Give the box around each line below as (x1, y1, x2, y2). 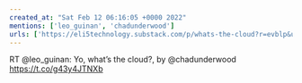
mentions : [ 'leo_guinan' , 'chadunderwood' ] (9, 21, 175, 30)
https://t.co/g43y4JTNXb (9, 63, 103, 74)
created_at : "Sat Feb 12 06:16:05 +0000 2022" (9, 12, 187, 22)
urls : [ (9, 29, 39, 38)
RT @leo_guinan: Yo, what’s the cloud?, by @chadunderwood (9, 54, 236, 65)
